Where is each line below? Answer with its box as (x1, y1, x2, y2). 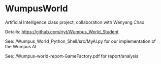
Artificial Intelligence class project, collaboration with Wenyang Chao (5, 19, 145, 25)
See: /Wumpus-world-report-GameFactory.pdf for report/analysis (5, 53, 139, 59)
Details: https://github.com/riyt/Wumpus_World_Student (5, 29, 119, 34)
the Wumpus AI (5, 43, 36, 49)
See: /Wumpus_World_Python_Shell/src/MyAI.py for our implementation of (5, 38, 156, 44)
